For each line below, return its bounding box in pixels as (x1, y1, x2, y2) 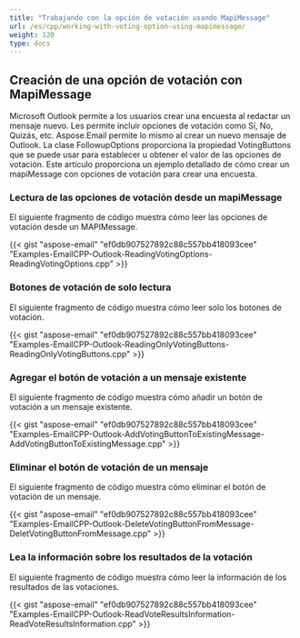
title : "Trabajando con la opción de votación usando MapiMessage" (9, 13, 271, 23)
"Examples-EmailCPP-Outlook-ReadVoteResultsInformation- (9, 608, 235, 619)
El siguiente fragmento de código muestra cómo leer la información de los (9, 572, 287, 583)
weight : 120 (9, 30, 55, 39)
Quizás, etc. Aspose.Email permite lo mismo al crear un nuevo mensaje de (9, 130, 287, 141)
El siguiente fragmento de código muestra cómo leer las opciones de (9, 212, 268, 223)
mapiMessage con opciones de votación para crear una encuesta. (9, 169, 257, 180)
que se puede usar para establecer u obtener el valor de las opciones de (9, 149, 282, 160)
